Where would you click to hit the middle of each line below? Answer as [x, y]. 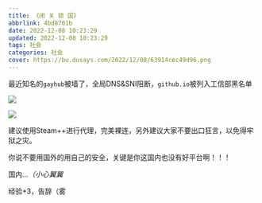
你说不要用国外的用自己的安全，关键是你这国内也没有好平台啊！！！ [119, 157]
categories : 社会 [36, 53]
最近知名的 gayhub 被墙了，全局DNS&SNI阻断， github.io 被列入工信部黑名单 [130, 84]
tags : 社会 [25, 45]
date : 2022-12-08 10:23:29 [53, 30]
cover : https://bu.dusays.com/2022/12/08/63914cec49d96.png [110, 61]
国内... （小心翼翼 [36, 174]
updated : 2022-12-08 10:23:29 [58, 38]
